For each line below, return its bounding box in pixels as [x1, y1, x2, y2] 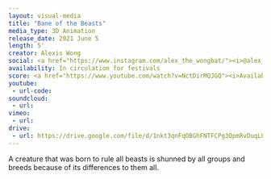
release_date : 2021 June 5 [8, 34, 99, 43]
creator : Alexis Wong [8, 49, 81, 57]
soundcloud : [8, 94, 48, 102]
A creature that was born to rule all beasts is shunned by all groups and [8, 154, 246, 164]
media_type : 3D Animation [8, 27, 95, 35]
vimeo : [8, 110, 31, 118]
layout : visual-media [8, 11, 81, 20]
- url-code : [11, 86, 52, 95]
